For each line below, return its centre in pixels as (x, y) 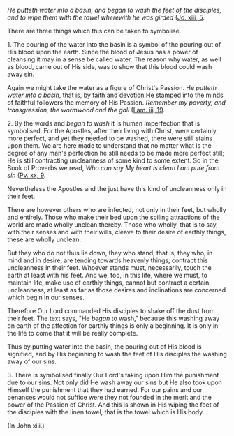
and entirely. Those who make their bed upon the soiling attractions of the (114, 217)
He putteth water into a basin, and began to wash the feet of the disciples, (115, 10)
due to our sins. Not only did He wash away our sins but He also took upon (115, 382)
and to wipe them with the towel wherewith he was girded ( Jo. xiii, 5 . (106, 17)
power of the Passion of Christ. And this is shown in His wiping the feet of (113, 405)
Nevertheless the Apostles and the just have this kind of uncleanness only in (117, 189)
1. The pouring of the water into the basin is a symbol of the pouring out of (114, 44)
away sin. (21, 74)
